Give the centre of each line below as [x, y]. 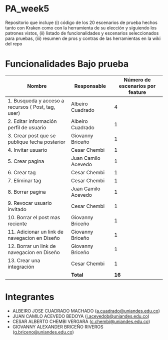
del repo [14, 43]
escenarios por [137, 86]
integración [21, 267]
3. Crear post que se [32, 135]
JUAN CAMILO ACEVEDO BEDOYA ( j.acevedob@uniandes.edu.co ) [81, 316]
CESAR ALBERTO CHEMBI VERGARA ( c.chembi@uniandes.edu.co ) [81, 321]
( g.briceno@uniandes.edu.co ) [43, 332]
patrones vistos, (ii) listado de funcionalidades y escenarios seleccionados [82, 33]
